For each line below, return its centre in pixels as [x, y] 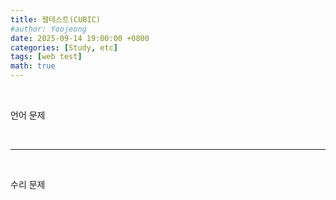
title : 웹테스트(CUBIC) [55, 19]
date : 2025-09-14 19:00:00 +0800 [80, 38]
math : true [33, 66]
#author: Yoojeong [48, 29]
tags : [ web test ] [46, 57]
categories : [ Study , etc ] [64, 47]
